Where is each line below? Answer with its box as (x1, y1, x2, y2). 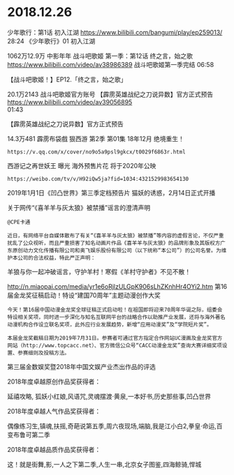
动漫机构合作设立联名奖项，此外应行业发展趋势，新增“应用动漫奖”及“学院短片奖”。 (7, 321, 212, 328)
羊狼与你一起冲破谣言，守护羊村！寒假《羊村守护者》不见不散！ (7, 267, 191, 276)
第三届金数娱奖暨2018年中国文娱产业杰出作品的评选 (7, 362, 156, 370)
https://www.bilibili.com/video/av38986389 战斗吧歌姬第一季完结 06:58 (7, 60, 214, 68)
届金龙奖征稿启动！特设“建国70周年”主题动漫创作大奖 (7, 291, 161, 299)
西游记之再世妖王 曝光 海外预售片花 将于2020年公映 (7, 161, 156, 169)
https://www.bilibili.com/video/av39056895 (7, 98, 133, 106)
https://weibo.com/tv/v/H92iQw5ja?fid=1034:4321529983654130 (7, 175, 189, 182)
